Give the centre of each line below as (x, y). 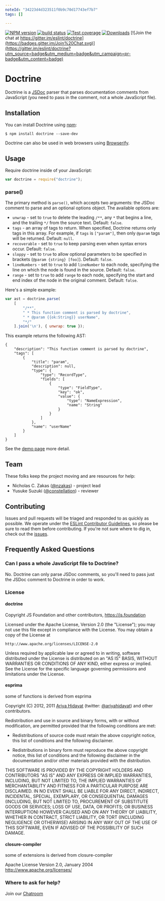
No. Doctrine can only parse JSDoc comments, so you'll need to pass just (80, 574)
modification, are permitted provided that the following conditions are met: (81, 726)
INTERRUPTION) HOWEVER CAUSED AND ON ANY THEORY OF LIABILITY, (81, 812)
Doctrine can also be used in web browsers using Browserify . (67, 143)
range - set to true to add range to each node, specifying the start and (83, 275)
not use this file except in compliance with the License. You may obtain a (79, 630)
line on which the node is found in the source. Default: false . (74, 270)
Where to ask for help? (33, 883)
